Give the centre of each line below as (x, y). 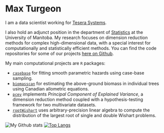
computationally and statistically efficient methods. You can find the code (81, 48)
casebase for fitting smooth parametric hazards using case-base (78, 72)
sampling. (22, 78)
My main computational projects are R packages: (55, 63)
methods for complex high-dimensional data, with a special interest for (78, 42)
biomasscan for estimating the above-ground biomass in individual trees (85, 83)
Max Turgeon (33, 9)
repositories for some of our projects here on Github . (59, 53)
